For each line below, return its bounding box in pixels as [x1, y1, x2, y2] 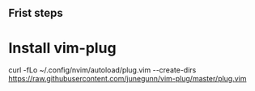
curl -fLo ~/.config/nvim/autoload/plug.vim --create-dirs [8, 65, 197, 75]
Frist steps [8, 6, 63, 20]
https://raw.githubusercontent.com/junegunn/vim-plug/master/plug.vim [8, 74, 247, 84]
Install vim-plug [8, 39, 117, 57]
